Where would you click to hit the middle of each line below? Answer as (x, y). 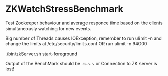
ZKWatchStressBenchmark (64, 9)
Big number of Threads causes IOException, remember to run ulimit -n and (83, 38)
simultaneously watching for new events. (48, 28)
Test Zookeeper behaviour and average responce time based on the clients (84, 23)
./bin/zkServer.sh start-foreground (41, 54)
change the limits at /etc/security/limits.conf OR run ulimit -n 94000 (76, 43)
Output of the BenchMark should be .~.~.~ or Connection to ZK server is (81, 63)
